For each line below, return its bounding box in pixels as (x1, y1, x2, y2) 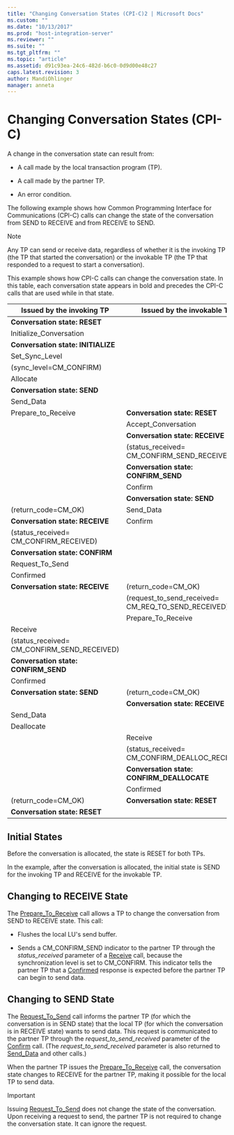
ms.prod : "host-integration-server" (7, 29, 114, 37)
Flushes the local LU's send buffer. (17, 930, 117, 938)
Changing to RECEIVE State (7, 891, 129, 902)
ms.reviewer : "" (7, 36, 54, 43)
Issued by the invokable (141, 305, 223, 315)
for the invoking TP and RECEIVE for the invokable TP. (7, 870, 162, 879)
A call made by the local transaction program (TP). (17, 163, 162, 172)
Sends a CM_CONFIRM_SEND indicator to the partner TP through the (17, 944, 216, 952)
